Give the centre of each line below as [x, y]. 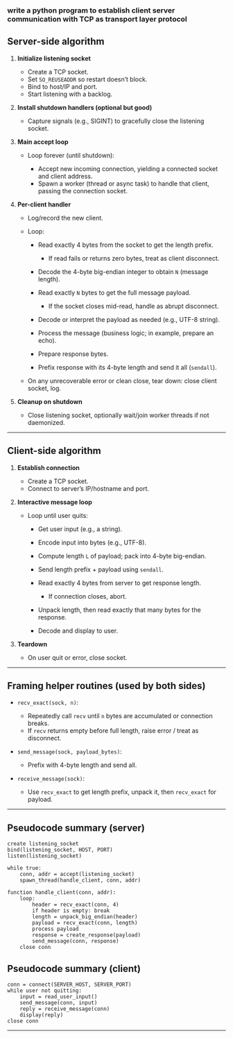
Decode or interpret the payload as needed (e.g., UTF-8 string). [129, 319]
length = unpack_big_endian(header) [85, 917]
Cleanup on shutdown [50, 401]
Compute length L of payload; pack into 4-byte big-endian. [122, 556]
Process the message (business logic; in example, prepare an [126, 333]
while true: [24, 868]
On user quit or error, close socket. [77, 657]
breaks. [38, 723]
